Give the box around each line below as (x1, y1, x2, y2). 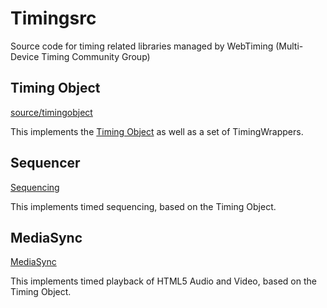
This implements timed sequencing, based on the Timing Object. (10, 200, 277, 212)
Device (10, 50, 40, 62)
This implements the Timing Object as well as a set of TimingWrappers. (10, 125, 304, 137)
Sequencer (10, 155, 81, 172)
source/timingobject (10, 106, 93, 118)
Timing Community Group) (41, 50, 151, 62)
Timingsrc (10, 7, 97, 30)
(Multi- (275, 40, 304, 52)
